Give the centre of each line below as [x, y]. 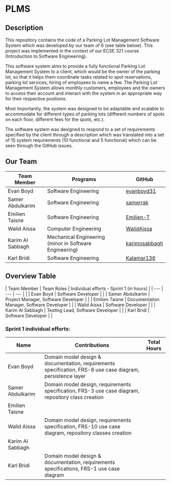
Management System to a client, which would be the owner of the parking [83, 71]
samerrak [137, 202]
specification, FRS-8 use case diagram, [92, 370]
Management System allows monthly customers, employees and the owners [85, 88]
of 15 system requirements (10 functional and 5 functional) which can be [81, 140]
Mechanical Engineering [76, 237]
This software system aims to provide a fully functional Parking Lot [75, 66]
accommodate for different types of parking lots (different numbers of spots [85, 114]
